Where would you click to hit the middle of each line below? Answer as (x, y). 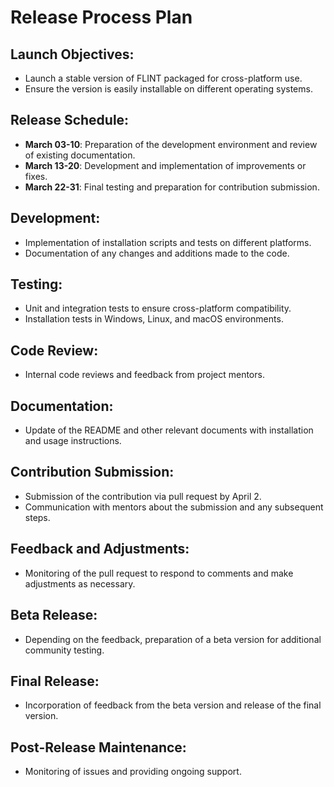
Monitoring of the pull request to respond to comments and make (159, 573)
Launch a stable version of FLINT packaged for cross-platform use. (163, 78)
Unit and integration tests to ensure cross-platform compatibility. (158, 308)
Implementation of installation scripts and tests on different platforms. (168, 242)
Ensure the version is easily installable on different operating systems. (168, 89)
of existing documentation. (80, 155)
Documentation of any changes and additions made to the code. (157, 253)
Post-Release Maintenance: (98, 747)
